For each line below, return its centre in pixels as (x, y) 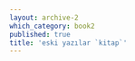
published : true (40, 34)
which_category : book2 (52, 26)
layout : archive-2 (44, 17)
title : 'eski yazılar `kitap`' (68, 43)
